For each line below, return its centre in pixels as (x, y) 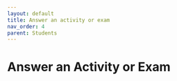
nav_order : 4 (26, 26)
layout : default (31, 13)
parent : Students (32, 33)
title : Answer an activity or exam (59, 20)
